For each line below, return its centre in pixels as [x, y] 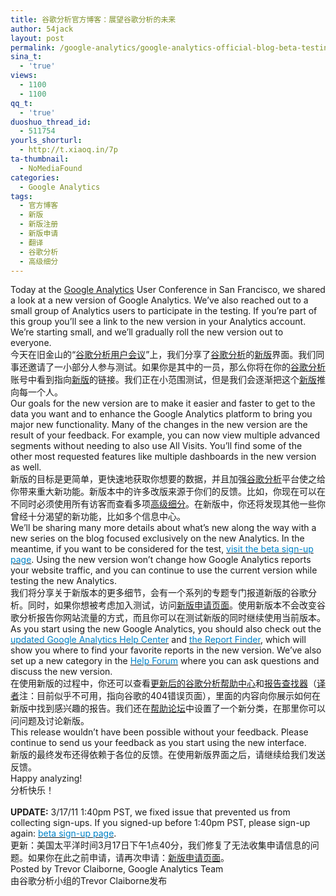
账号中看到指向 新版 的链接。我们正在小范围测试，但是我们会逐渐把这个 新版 [163, 380]
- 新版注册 [39, 224]
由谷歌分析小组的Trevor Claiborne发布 [89, 881]
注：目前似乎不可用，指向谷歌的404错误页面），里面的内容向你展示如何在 [170, 696]
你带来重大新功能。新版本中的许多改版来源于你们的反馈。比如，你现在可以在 [168, 492]
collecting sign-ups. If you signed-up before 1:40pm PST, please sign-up [160, 823]
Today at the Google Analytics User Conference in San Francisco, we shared [168, 290]
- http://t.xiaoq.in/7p [68, 150]
